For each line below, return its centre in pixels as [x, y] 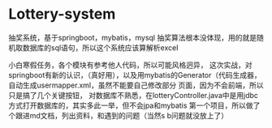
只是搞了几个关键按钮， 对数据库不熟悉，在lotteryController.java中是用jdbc [133, 95]
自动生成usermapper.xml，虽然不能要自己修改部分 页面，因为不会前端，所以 [136, 85]
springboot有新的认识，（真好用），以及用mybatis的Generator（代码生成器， [135, 75]
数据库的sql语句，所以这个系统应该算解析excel [100, 47]
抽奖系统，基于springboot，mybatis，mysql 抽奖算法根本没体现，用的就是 [133, 37]
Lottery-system [62, 14]
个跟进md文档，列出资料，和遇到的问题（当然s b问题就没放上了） [119, 115]
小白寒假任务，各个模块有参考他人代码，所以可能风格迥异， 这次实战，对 [130, 65]
